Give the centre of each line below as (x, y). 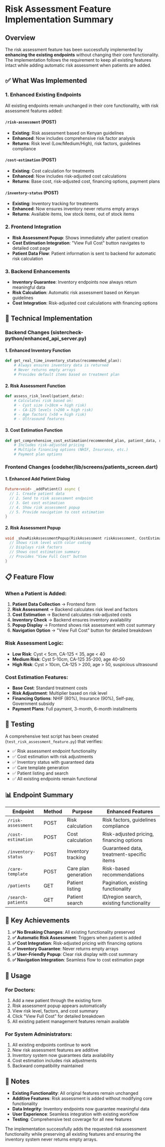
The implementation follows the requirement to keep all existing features (78, 60)
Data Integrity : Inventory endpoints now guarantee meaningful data (81, 1109)
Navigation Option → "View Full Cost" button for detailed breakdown (82, 630)
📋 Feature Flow (29, 577)
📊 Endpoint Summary (39, 795)
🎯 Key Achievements (37, 921)
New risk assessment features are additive (55, 1050)
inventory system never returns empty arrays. (51, 1140)
